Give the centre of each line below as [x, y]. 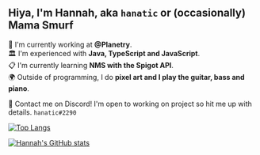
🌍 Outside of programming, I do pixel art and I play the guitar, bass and [126, 77]
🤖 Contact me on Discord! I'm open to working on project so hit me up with [130, 104]
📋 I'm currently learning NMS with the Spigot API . [91, 65]
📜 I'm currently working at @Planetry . [70, 44]
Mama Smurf [41, 26]
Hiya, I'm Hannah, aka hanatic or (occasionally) [127, 13]
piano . [19, 88]
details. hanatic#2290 [42, 112]
